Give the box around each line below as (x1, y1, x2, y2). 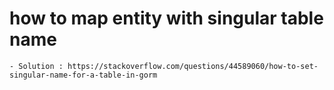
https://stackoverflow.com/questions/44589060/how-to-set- (67, 61, 319, 71)
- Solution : (9, 61, 64, 71)
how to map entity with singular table (9, 7, 324, 30)
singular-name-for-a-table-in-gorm (9, 70, 158, 80)
